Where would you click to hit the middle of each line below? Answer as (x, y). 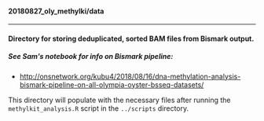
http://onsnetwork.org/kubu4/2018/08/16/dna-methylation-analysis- (130, 76)
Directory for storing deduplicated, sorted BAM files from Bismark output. (131, 38)
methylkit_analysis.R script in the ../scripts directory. (99, 108)
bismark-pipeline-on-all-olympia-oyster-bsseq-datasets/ (112, 84)
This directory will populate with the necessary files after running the (119, 100)
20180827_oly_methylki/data (56, 11)
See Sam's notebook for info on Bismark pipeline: (91, 57)
